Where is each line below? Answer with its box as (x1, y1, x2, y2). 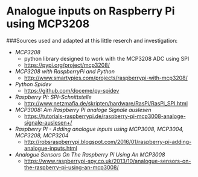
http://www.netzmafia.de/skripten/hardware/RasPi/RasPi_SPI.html (24, 99, 188, 107)
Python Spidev (14, 80, 52, 88)
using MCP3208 (6, 17, 90, 31)
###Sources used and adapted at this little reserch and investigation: (6, 37, 178, 44)
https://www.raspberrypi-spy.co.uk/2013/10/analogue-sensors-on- (24, 157, 191, 164)
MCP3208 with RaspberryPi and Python (14, 67, 115, 75)
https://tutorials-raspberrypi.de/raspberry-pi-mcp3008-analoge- (24, 113, 186, 120)
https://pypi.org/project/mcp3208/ (24, 61, 110, 69)
